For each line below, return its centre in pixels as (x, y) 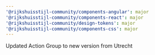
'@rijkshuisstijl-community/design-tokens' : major (71, 23)
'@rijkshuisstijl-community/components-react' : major (75, 18)
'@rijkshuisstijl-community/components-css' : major (72, 29)
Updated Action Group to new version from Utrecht (69, 46)
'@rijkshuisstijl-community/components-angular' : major (77, 12)
